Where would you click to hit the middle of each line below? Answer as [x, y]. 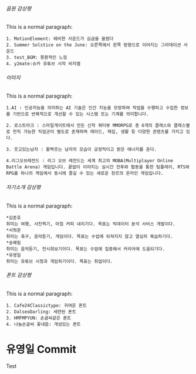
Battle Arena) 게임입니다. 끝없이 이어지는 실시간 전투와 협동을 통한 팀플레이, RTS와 [98, 167]
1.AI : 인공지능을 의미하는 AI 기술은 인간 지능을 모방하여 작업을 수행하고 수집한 [92, 108]
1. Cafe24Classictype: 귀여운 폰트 [46, 305]
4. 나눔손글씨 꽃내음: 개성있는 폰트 [43, 324]
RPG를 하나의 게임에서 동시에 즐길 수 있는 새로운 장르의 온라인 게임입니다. [85, 173]
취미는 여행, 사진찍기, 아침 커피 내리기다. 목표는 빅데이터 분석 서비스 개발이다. [91, 224]
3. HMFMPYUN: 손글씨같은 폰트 [39, 318]
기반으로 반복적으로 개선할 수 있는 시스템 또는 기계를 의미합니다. [81, 114]
